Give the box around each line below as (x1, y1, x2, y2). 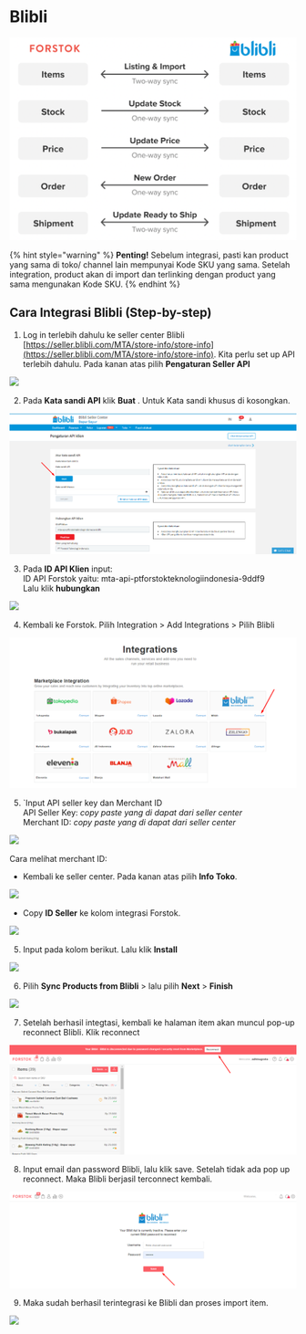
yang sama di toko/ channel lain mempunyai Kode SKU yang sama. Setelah (9, 258, 291, 270)
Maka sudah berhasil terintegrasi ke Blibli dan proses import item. (22, 1297, 269, 1308)
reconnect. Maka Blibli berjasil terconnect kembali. (22, 1173, 212, 1184)
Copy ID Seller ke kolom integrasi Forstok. (22, 907, 181, 919)
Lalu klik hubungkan (22, 583, 100, 594)
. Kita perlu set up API (213, 349, 296, 360)
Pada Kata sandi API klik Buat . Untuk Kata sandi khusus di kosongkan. (22, 394, 291, 405)
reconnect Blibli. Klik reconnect (22, 1026, 140, 1037)
